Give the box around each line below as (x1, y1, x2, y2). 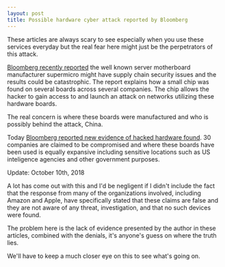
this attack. (7, 49, 39, 58)
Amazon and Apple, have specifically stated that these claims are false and (7, 196, 219, 204)
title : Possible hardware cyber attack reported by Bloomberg (7, 16, 188, 23)
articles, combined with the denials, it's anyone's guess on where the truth (7, 231, 217, 240)
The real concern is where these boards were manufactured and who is (7, 112, 209, 120)
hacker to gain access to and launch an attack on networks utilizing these (7, 92, 214, 100)
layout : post (7, 10, 44, 17)
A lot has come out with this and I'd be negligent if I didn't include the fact (7, 181, 215, 190)
